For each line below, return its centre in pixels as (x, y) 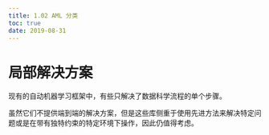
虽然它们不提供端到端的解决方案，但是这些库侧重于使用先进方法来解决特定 (131, 113)
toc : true (25, 23)
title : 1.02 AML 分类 (43, 16)
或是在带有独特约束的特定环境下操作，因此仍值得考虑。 (106, 123)
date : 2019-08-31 (37, 30)
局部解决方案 (51, 72)
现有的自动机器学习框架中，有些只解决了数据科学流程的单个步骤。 (117, 96)
